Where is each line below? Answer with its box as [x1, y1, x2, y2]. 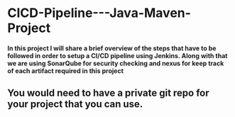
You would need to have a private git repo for [7, 87, 209, 99]
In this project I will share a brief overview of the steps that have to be [7, 44, 217, 52]
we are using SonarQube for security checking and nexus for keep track [7, 59, 224, 67]
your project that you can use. [7, 98, 143, 111]
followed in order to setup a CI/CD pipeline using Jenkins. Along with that [7, 51, 228, 60]
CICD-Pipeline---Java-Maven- [7, 5, 192, 21]
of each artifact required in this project [7, 66, 124, 75]
